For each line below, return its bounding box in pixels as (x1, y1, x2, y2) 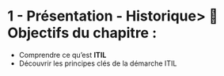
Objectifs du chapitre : (7, 24, 158, 42)
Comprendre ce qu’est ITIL (18, 50, 107, 59)
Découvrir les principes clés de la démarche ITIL (18, 59, 177, 68)
